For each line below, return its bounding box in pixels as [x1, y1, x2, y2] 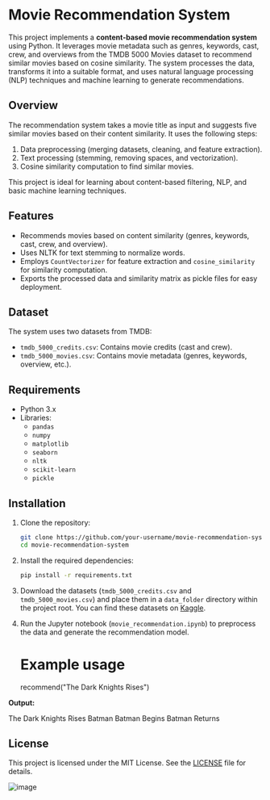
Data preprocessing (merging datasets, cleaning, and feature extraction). [19, 144, 263, 154]
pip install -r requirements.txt [19, 571, 133, 579]
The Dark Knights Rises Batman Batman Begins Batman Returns [8, 713, 220, 723]
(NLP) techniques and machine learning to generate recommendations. [8, 75, 244, 85]
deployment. [19, 282, 62, 291]
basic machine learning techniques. [8, 186, 127, 195]
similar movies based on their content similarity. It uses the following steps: [8, 128, 258, 138]
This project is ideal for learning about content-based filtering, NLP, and [8, 177, 247, 186]
